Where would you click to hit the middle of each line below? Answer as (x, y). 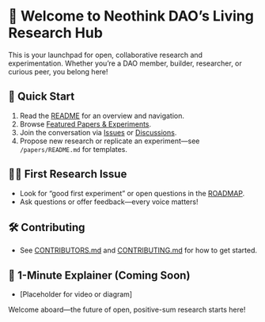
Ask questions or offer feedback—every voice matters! (109, 202)
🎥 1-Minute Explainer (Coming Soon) (99, 275)
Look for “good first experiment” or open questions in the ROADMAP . (132, 193)
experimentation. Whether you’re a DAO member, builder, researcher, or (125, 63)
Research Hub (55, 33)
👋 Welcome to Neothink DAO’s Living (131, 16)
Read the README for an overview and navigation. (102, 116)
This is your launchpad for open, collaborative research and (106, 55)
